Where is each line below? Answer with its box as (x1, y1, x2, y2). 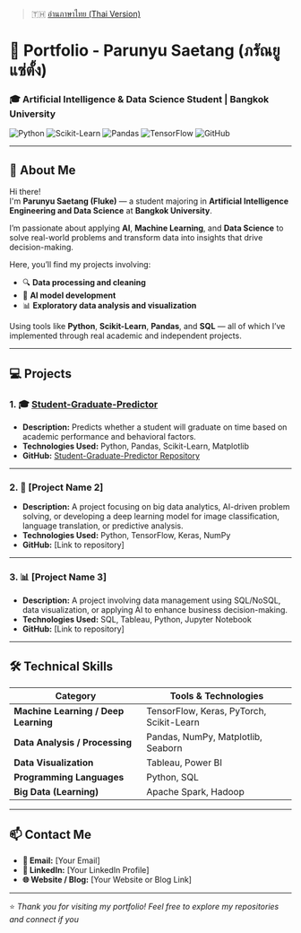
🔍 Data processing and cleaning (21, 277, 146, 288)
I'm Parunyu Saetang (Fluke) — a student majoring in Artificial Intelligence (9, 196, 289, 206)
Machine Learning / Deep (13, 705, 125, 718)
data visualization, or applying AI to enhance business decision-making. (21, 604, 288, 615)
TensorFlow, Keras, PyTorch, (146, 705, 267, 718)
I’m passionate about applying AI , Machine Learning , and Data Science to (9, 222, 284, 233)
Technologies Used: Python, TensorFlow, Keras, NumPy (21, 530, 231, 541)
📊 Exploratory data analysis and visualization (21, 301, 197, 311)
